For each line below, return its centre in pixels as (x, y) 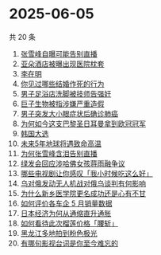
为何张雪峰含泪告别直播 (59, 153)
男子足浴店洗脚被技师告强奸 (66, 93)
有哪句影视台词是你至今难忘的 (69, 243)
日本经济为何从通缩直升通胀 (66, 213)
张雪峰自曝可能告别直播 (59, 53)
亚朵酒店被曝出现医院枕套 (62, 64)
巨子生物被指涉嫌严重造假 (62, 104)
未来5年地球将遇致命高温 (61, 143)
